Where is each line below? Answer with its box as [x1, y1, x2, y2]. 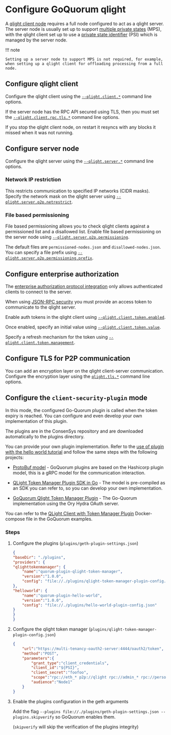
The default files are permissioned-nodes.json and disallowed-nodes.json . [5, 244, 161, 250]
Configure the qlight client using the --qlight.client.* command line [5, 93, 152, 99]
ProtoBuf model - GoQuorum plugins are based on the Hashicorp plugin [12, 464, 164, 470]
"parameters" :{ [22, 656, 55, 661]
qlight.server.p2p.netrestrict [5, 199, 72, 205]
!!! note [5, 47, 20, 53]
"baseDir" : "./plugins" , [12, 555, 66, 560]
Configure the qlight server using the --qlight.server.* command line [5, 158, 154, 164]
